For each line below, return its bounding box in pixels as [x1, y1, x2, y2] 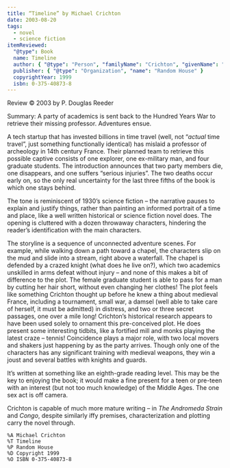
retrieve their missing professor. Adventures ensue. [7, 119, 152, 127]
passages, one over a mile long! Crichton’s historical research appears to [7, 312, 213, 321]
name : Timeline [13, 55, 57, 62]
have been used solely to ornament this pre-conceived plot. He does [7, 319, 201, 328]
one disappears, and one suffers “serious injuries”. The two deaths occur [7, 169, 214, 177]
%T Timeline [7, 438, 41, 445]
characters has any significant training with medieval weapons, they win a [7, 349, 216, 357]
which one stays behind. [7, 184, 77, 192]
